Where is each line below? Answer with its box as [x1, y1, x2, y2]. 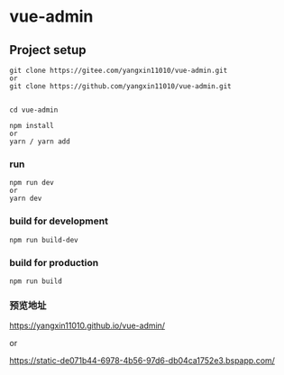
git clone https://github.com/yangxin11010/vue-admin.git [9, 82, 232, 91]
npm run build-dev [9, 235, 78, 244]
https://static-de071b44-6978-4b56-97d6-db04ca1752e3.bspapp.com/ [9, 355, 275, 366]
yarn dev [9, 194, 42, 204]
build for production [9, 256, 99, 269]
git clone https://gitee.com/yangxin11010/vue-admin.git [9, 66, 228, 75]
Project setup [9, 42, 87, 58]
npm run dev [9, 178, 54, 187]
